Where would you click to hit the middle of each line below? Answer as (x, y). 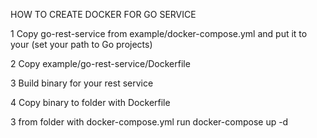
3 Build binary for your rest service (82, 83)
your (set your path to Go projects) (81, 44)
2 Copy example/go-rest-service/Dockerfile (100, 63)
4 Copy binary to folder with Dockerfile (90, 102)
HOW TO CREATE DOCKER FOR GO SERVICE (103, 14)
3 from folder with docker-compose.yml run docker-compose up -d (149, 122)
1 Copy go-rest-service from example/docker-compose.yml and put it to (159, 33)
